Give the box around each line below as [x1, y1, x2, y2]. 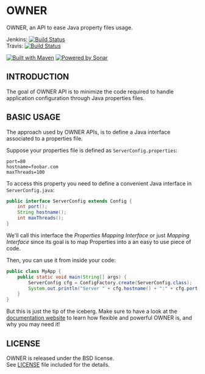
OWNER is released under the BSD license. [6, 354, 115, 362]
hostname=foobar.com [6, 164, 59, 170]
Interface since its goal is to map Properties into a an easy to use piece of [6, 238, 192, 245]
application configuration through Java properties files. [6, 94, 145, 101]
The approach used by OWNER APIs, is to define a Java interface [6, 128, 171, 135]
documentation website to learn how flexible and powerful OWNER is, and [6, 314, 192, 322]
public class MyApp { [6, 268, 62, 275]
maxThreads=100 [6, 169, 45, 175]
